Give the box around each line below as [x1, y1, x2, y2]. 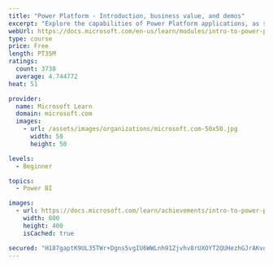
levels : [8, 154, 35, 163]
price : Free [8, 42, 49, 50]
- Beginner [15, 162, 53, 171]
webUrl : [8, 27, 35, 35]
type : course [8, 34, 53, 43]
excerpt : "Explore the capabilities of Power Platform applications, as [8, 20, 260, 28]
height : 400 [23, 221, 63, 230]
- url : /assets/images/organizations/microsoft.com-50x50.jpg [23, 125, 238, 133]
